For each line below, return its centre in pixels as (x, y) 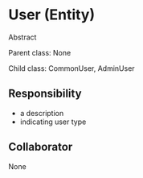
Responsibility (45, 94)
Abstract (22, 37)
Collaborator (41, 147)
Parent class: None (40, 52)
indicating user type (53, 122)
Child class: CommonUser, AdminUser (71, 68)
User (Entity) (52, 15)
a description (42, 113)
